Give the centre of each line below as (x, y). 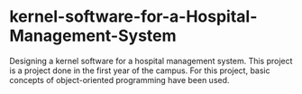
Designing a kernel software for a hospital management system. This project (151, 61)
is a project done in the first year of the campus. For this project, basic (140, 70)
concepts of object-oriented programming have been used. (119, 80)
